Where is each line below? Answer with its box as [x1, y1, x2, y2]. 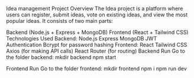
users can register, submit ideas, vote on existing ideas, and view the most [6, 11, 188, 18]
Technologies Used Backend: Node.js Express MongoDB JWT [6, 35, 157, 42]
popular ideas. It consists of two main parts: [6, 18, 114, 24]
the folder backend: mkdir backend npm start [6, 54, 117, 60]
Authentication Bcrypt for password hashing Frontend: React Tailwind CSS [6, 41, 187, 48]
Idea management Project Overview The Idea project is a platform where [6, 5, 183, 12]
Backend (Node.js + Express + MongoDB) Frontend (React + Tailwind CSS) [6, 29, 189, 36]
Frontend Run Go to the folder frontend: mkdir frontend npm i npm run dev [6, 65, 187, 72]
